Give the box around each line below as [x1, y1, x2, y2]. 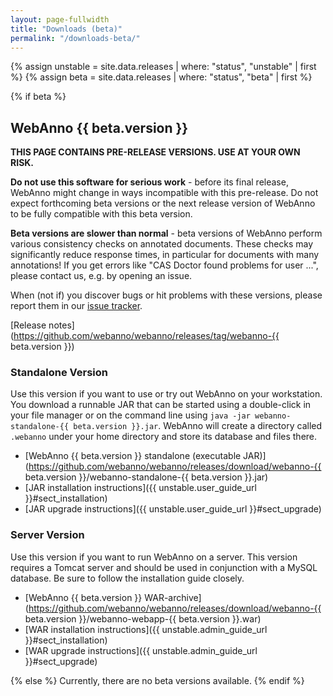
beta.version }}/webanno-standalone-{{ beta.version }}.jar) [24, 471, 269, 483]
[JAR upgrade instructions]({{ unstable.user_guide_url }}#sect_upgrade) [24, 503, 322, 515]
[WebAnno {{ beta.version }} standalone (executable [24, 450, 242, 462]
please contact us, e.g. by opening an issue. [10, 270, 193, 282]
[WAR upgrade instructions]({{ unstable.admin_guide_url [24, 644, 258, 656]
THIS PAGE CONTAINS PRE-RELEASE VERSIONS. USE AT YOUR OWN [10, 146, 301, 158]
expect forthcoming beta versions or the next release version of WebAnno [10, 197, 316, 210]
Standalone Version [10, 366, 108, 380]
